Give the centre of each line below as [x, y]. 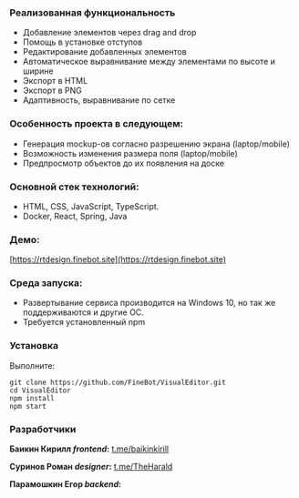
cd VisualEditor [40, 390]
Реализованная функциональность [93, 13]
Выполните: [32, 365]
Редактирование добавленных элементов [104, 52]
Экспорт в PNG [52, 91]
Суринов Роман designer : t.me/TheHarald [91, 467]
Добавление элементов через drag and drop [109, 33]
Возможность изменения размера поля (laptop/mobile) [130, 153]
